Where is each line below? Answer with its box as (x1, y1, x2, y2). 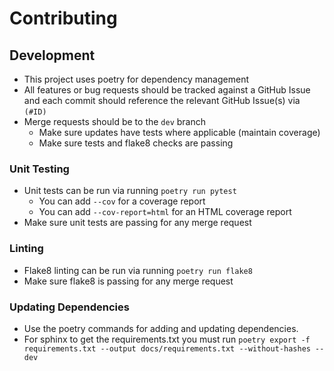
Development (9, 47, 96, 64)
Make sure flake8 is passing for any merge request (23, 275, 234, 287)
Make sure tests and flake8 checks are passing (38, 137, 234, 149)
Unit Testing (9, 162, 70, 176)
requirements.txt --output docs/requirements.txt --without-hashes (23, 343, 311, 354)
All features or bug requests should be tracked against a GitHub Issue (23, 84, 311, 96)
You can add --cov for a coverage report (38, 195, 206, 207)
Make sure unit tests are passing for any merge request (23, 217, 252, 229)
